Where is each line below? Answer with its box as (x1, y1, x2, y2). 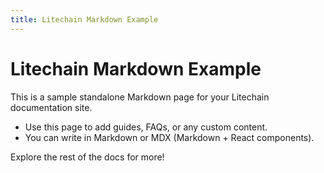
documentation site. (10, 101, 93, 113)
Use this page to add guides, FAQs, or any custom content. (24, 121, 268, 133)
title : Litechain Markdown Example (10, 14, 159, 25)
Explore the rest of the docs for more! (10, 151, 165, 163)
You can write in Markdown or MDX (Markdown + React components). (24, 131, 315, 143)
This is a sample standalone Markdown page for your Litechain (10, 91, 270, 103)
